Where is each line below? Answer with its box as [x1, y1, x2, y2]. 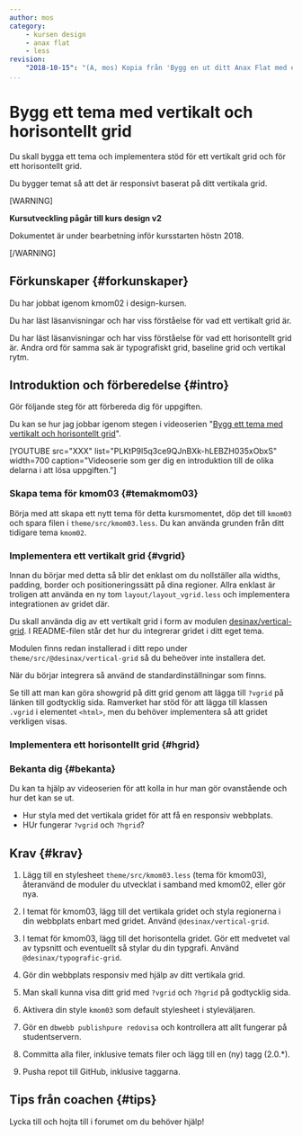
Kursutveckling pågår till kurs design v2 [9, 212, 162, 223]
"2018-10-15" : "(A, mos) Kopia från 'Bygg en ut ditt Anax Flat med [25, 64, 288, 73]
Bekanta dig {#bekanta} [9, 762, 116, 774]
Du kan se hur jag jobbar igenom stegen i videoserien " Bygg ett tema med [9, 419, 283, 430]
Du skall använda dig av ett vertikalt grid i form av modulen [9, 616, 227, 627]
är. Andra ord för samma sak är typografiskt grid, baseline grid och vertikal [9, 342, 286, 353]
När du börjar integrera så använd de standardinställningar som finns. [9, 670, 267, 681]
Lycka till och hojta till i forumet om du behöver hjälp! [9, 1116, 205, 1127]
